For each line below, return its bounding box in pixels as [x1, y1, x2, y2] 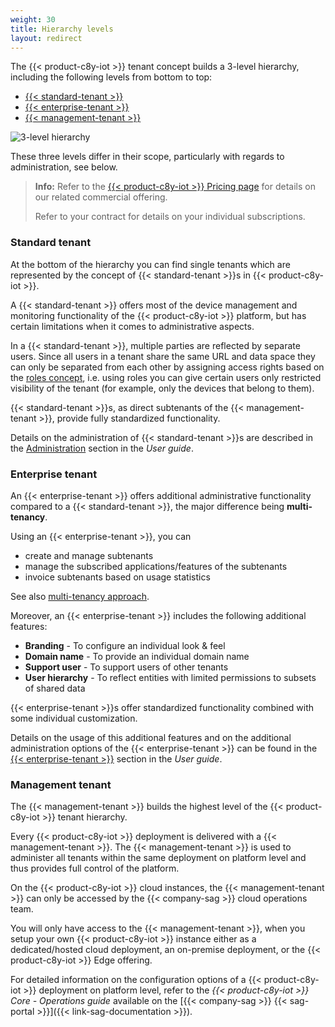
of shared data [24, 682, 86, 694]
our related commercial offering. [34, 191, 168, 203]
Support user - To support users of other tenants [24, 661, 229, 673]
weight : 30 [10, 14, 56, 25]
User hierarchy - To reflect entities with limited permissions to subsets [24, 671, 317, 683]
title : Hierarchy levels [10, 24, 114, 34]
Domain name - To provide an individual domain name [24, 650, 250, 662]
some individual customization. [10, 712, 138, 724]
